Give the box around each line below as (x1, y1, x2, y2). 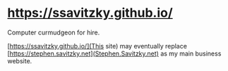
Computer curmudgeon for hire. (7, 28, 100, 37)
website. (7, 56, 32, 65)
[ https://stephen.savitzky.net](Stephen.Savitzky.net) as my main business (7, 49, 222, 58)
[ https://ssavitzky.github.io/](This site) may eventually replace (7, 41, 187, 50)
